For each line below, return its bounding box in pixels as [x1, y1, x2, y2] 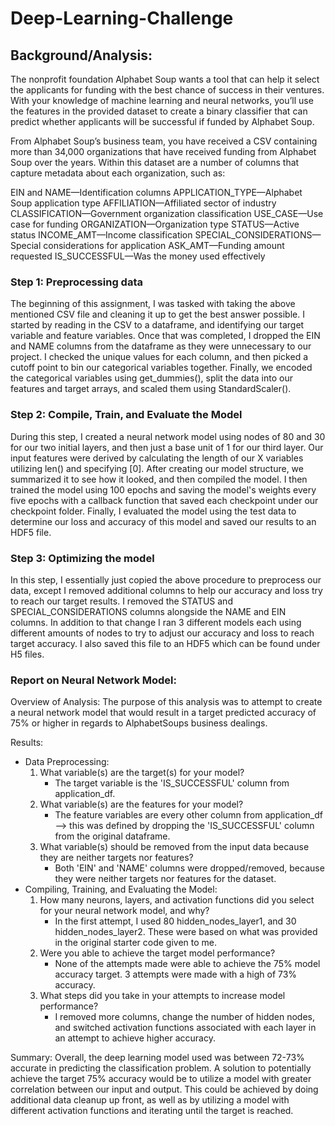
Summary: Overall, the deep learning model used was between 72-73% [10, 1052, 305, 1064]
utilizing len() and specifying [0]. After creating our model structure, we [10, 462, 304, 474]
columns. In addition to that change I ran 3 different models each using [10, 616, 302, 628]
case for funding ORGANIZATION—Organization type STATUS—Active [10, 218, 300, 230]
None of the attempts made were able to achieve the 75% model [54, 958, 321, 970]
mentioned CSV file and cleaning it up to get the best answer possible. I [10, 308, 305, 321]
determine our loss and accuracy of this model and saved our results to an [10, 515, 317, 527]
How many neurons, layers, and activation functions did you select [39, 894, 315, 906]
